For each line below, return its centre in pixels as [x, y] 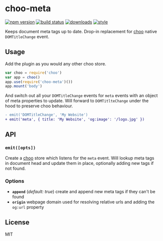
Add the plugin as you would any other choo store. [56, 63]
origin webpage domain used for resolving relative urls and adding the [83, 202]
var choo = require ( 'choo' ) [34, 73]
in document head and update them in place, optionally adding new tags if [80, 163]
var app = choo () [23, 77]
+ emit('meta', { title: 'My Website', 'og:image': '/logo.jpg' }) [75, 120]
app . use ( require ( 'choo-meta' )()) [39, 82]
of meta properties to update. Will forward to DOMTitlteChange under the [77, 101]
